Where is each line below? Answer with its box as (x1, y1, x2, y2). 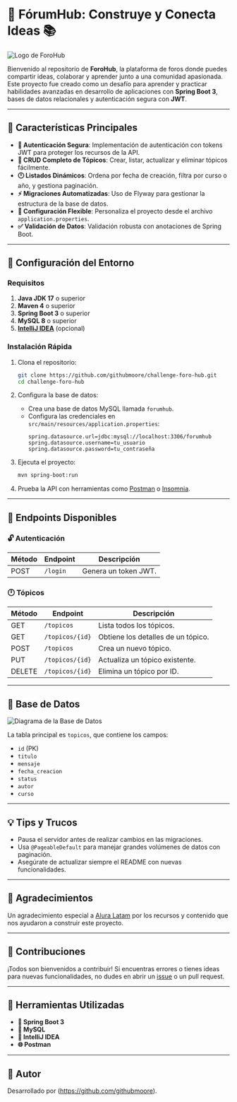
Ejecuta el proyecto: (17, 458, 76, 467)
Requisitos (7, 279, 44, 288)
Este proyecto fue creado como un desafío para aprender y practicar (7, 79, 207, 88)
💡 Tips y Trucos (7, 816, 78, 828)
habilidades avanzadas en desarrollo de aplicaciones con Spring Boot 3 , (7, 87, 219, 95)
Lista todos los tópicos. (98, 621, 175, 631)
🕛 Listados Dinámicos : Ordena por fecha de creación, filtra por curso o (17, 171, 228, 180)
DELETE (11, 667, 37, 676)
